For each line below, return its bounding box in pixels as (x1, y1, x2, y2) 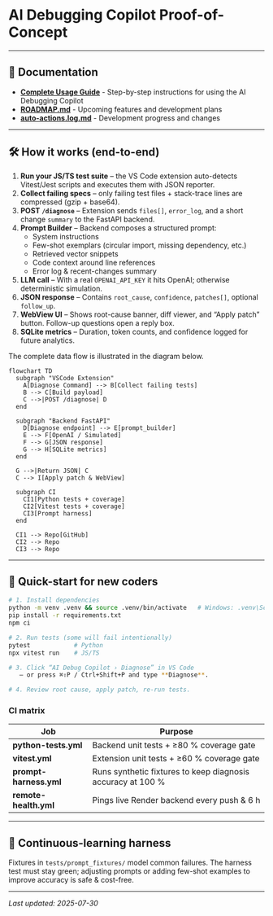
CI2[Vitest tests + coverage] (23, 502, 126, 511)
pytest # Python (8, 641, 104, 649)
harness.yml (12, 776, 63, 787)
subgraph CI (15, 488, 57, 496)
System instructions (32, 231, 99, 241)
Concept (8, 23, 68, 42)
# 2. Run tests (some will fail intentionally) (8, 633, 173, 642)
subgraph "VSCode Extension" (15, 374, 115, 382)
